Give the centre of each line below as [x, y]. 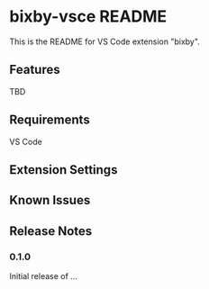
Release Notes [51, 231]
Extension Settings [64, 170]
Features [35, 70]
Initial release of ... [44, 276]
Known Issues [50, 200]
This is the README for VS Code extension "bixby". [104, 41]
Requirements [50, 120]
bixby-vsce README [88, 17]
